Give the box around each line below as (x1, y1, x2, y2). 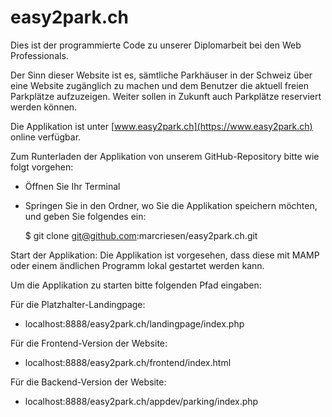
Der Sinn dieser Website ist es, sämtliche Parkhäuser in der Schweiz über (10, 69, 313, 81)
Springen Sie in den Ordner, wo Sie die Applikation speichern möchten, (24, 199, 318, 211)
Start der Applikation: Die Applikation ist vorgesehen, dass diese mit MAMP (10, 249, 320, 261)
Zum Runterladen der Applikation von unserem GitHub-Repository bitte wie (10, 150, 320, 162)
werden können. (10, 101, 78, 113)
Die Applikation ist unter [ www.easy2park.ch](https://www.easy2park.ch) (10, 120, 313, 132)
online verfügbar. (10, 131, 82, 143)
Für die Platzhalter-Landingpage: (10, 298, 146, 310)
